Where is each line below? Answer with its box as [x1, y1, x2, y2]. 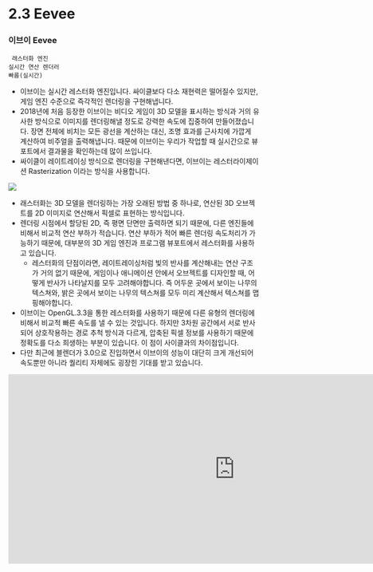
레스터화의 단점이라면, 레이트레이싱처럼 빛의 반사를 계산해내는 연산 [31, 258, 239, 268]
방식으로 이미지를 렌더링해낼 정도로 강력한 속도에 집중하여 [34, 116, 214, 126]
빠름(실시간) [8, 72, 44, 80]
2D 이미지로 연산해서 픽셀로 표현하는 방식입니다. [34, 208, 185, 218]
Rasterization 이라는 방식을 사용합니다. [28, 167, 150, 176]
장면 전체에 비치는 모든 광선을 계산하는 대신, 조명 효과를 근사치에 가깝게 [30, 127, 252, 136]
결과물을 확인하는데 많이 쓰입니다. [47, 147, 153, 156]
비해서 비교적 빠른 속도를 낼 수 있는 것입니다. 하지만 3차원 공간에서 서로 [19, 318, 241, 328]
